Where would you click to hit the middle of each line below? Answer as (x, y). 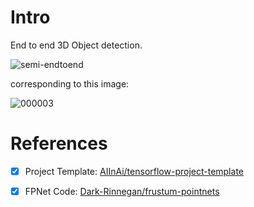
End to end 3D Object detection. (76, 45)
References (59, 143)
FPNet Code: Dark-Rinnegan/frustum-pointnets (122, 191)
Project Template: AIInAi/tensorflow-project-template (134, 171)
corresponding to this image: (70, 83)
